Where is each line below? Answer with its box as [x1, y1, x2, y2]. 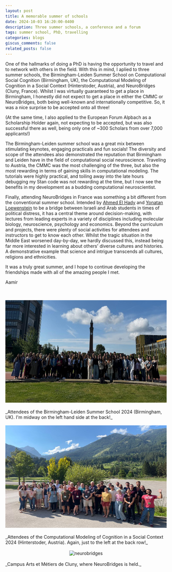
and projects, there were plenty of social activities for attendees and [5, 226, 149, 232]
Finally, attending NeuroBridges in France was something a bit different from [5, 194, 166, 200]
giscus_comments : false [5, 41, 56, 46]
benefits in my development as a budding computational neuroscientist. [5, 184, 157, 190]
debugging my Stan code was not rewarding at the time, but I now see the [5, 178, 161, 184]
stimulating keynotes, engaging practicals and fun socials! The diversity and [5, 146, 166, 152]
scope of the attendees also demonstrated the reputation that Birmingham [5, 151, 162, 157]
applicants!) [5, 131, 31, 137]
